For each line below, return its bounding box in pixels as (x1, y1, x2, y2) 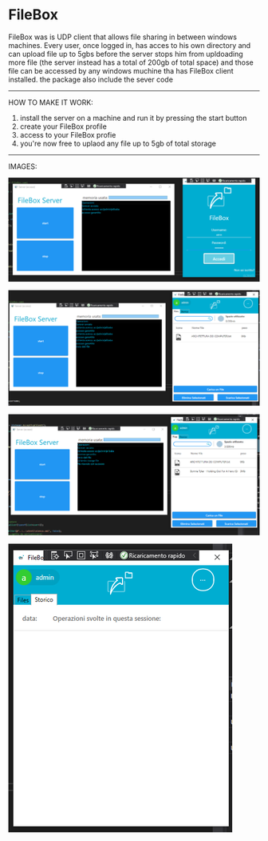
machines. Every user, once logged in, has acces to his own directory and (8, 40, 251, 50)
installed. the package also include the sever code (8, 74, 174, 84)
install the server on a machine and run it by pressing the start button (19, 113, 247, 122)
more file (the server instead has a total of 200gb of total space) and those (8, 58, 254, 67)
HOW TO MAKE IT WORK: (8, 98, 93, 107)
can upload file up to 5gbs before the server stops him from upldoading (8, 49, 243, 58)
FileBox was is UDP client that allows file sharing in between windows (8, 32, 238, 42)
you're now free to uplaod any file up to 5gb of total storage (19, 138, 217, 148)
